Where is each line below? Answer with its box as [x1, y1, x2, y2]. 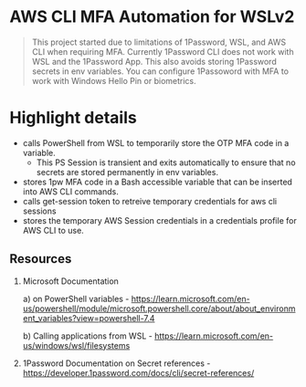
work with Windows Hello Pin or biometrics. [31, 75, 196, 86]
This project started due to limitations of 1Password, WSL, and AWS [31, 37, 286, 47]
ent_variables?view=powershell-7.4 [22, 312, 155, 323]
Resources [9, 251, 72, 267]
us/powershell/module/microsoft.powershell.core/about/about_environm [22, 303, 296, 314]
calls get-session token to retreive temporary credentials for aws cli [22, 195, 277, 206]
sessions [22, 205, 57, 216]
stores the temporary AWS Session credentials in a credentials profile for [22, 214, 297, 225]
